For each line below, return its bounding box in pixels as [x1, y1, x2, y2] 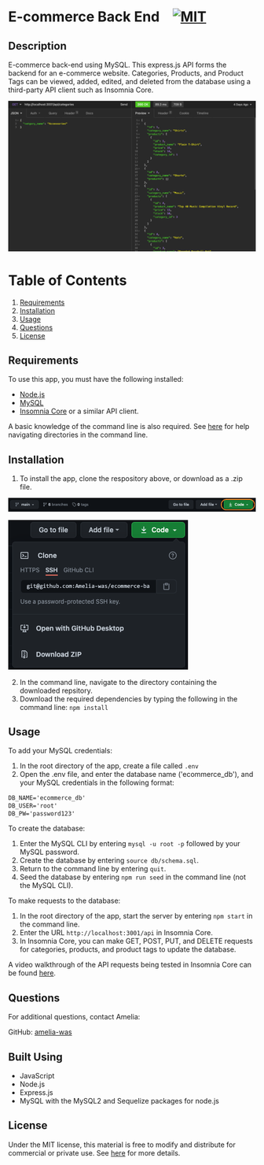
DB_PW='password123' [8, 810, 76, 818]
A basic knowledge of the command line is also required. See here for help [8, 422, 250, 431]
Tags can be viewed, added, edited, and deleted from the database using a [8, 77, 251, 86]
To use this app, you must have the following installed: [8, 375, 184, 384]
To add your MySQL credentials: [8, 746, 112, 756]
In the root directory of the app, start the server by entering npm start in [19, 912, 253, 921]
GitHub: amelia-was [8, 1027, 72, 1037]
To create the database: [8, 823, 86, 834]
